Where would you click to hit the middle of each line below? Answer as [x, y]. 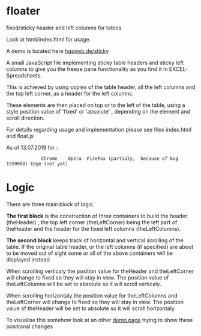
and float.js [20, 136]
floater [23, 11]
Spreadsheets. [24, 75]
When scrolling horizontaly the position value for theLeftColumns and [92, 295]
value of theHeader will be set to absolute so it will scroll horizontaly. [91, 308]
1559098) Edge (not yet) [37, 163]
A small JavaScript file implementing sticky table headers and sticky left [95, 63]
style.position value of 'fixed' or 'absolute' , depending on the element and [98, 111]
